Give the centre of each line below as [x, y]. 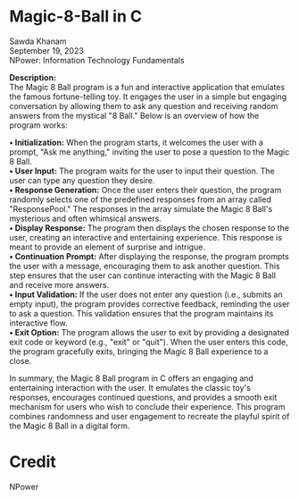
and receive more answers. [59, 284]
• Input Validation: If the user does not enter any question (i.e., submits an [146, 294]
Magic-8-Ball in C [76, 17]
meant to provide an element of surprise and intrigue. [107, 247]
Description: [33, 77]
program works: [39, 125]
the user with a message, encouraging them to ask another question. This [145, 266]
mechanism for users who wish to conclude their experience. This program [147, 406]
